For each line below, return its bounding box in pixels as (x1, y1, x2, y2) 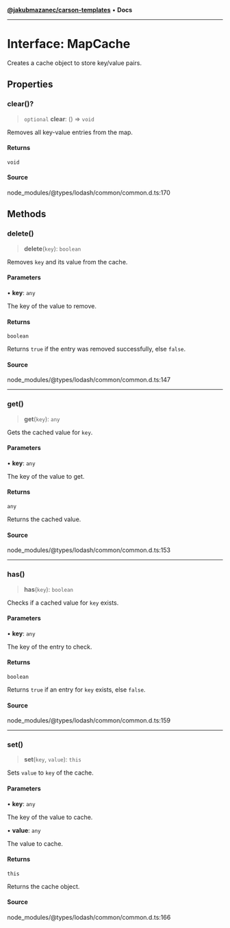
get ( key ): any (23, 414, 60, 423)
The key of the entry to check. (7, 642, 92, 651)
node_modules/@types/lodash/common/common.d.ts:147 (7, 376, 171, 384)
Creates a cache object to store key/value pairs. (7, 58, 142, 67)
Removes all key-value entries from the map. (7, 128, 133, 136)
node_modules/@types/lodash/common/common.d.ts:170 (7, 188, 171, 197)
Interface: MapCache (7, 36, 131, 52)
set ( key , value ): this (23, 755, 82, 764)
